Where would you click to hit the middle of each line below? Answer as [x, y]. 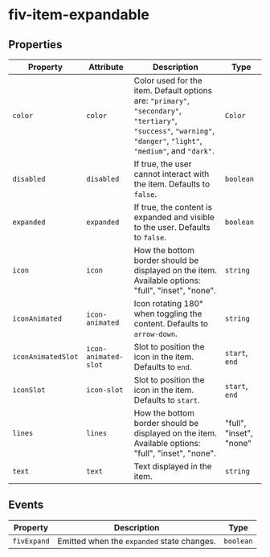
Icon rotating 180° [168, 303]
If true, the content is [173, 207]
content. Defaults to [171, 324]
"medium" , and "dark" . [174, 151]
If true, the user [163, 164]
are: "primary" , [162, 100]
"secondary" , [158, 111]
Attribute [106, 67]
